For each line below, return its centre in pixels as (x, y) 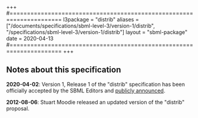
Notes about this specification (64, 70)
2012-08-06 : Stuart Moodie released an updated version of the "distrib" (95, 102)
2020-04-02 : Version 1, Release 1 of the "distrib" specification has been (96, 84)
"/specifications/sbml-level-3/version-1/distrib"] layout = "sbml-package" (97, 32)
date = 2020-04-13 (30, 38)
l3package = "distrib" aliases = (101, 19)
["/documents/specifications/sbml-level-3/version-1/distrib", (81, 26)
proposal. (18, 108)
